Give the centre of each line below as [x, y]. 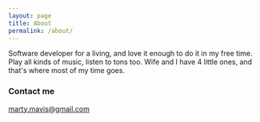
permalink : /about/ [41, 31]
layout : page [30, 16]
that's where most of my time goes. [67, 71]
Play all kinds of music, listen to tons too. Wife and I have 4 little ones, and [130, 62]
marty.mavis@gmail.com [49, 108]
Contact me [32, 91]
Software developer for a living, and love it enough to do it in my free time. [130, 54]
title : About [30, 23]
